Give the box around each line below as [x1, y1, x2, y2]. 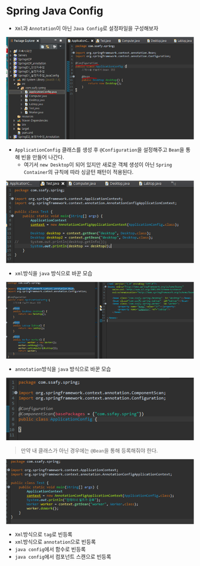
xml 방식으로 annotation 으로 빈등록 [14, 538, 96, 546]
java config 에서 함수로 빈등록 [14, 546, 86, 553]
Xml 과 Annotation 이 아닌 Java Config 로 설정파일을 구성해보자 [14, 24, 159, 32]
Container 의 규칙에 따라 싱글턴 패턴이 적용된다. [23, 169, 134, 176]
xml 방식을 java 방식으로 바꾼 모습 [14, 270, 93, 277]
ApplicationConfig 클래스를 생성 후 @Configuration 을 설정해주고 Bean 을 [14, 146, 185, 153]
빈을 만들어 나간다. [21, 154, 64, 161]
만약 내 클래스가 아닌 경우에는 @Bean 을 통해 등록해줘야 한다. [20, 447, 158, 454]
